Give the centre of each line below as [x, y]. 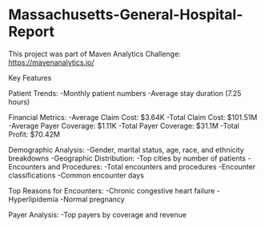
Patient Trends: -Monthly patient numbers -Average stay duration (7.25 [125, 93]
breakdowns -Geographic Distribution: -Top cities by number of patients [127, 158]
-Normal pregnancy [92, 199]
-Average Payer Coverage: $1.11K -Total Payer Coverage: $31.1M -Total [124, 125]
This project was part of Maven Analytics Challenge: [95, 54]
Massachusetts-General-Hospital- [126, 15]
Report [31, 32]
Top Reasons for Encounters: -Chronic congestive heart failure [112, 190]
